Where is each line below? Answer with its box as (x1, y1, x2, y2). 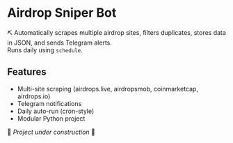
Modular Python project (17, 114, 86, 123)
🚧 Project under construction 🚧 (7, 128, 95, 136)
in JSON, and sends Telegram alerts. (7, 38, 113, 47)
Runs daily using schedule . (7, 45, 83, 54)
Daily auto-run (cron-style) (17, 107, 95, 115)
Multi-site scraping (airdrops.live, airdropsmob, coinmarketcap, (17, 84, 198, 93)
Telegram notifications (17, 99, 82, 107)
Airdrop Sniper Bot (7, 5, 117, 21)
